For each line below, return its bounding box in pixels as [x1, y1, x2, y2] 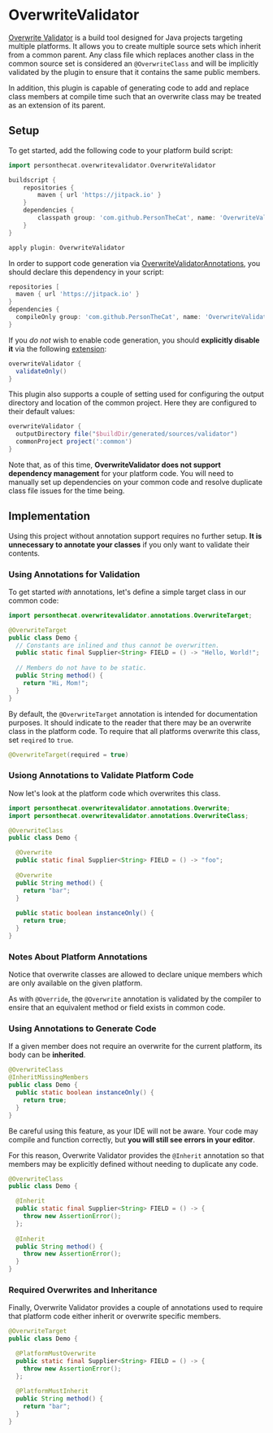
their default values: [8, 407, 76, 417]
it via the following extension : [8, 343, 107, 353]
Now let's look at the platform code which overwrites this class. [8, 788, 221, 798]
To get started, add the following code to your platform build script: [8, 145, 233, 155]
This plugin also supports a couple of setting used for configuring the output [8, 389, 264, 400]
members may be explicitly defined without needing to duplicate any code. [8, 1159, 258, 1169]
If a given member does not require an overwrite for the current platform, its [8, 1042, 262, 1051]
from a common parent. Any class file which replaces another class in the [8, 50, 254, 59]
